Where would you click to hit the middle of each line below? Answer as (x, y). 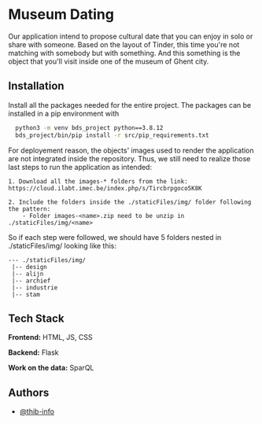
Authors (29, 392)
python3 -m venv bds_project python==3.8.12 (89, 127)
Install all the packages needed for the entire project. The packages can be (130, 105)
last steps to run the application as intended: (80, 167)
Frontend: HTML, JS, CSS (50, 337)
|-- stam (26, 294)
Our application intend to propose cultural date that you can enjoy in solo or (131, 36)
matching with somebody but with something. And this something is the (124, 53)
